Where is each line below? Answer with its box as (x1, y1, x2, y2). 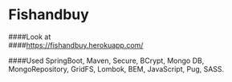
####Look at (8, 32, 51, 41)
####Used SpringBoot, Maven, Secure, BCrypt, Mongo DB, (8, 56, 205, 65)
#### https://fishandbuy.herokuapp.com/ (8, 40, 144, 49)
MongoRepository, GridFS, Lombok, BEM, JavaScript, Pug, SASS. (8, 64, 225, 73)
